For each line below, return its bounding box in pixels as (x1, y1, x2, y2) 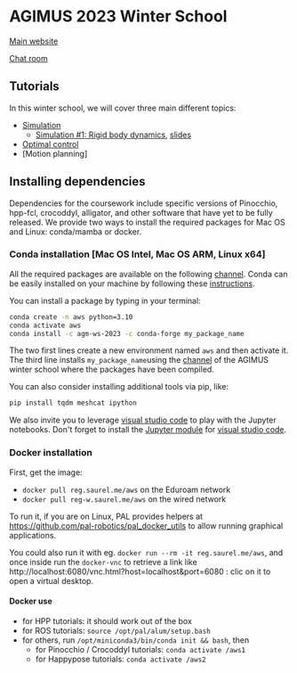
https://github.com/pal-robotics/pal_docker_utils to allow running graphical (9, 520, 284, 531)
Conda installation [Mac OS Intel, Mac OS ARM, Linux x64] (9, 248, 266, 260)
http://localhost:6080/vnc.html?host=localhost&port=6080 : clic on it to (9, 566, 271, 577)
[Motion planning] (21, 148, 88, 159)
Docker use (9, 595, 52, 607)
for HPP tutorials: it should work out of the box (21, 615, 193, 626)
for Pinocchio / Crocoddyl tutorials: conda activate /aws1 (35, 644, 246, 654)
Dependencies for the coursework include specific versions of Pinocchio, (9, 198, 278, 209)
